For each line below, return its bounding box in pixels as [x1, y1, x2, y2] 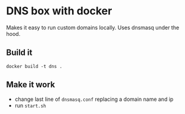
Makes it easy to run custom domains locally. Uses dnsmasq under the [6, 24, 180, 31]
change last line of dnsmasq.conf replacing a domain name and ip [14, 95, 174, 103]
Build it [6, 48, 33, 58]
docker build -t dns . [6, 63, 62, 69]
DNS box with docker [6, 4, 112, 18]
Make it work [6, 79, 55, 90]
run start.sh [14, 101, 46, 109]
